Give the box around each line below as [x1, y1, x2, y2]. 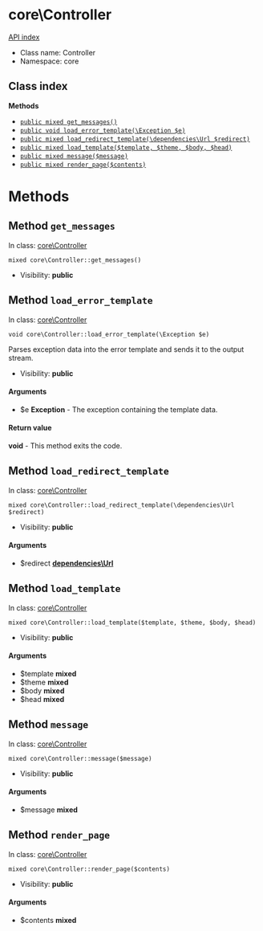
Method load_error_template [8, 293, 154, 307]
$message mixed [19, 805, 79, 815]
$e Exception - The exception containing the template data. [19, 404, 218, 414]
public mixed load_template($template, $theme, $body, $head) [19, 143, 233, 152]
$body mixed [19, 686, 65, 696]
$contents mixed [19, 916, 77, 925]
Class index [8, 80, 68, 93]
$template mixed [19, 669, 77, 678]
